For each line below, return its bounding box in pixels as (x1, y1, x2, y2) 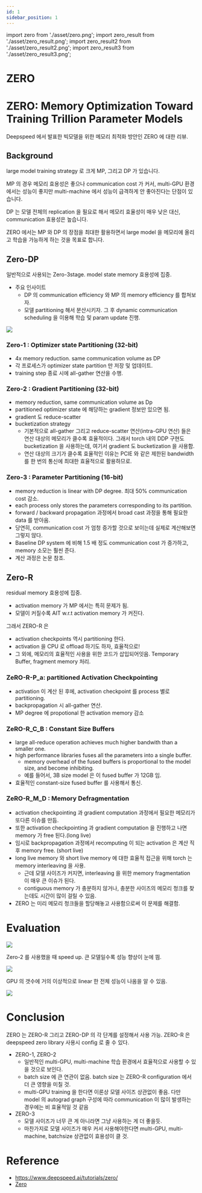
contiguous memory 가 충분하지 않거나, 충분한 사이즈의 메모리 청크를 (24, 884, 188, 892)
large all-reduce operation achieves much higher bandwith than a (14, 738, 178, 746)
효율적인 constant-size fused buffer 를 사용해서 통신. (14, 779, 143, 786)
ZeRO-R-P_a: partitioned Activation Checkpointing (6, 673, 158, 681)
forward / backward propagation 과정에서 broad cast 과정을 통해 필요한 (14, 509, 188, 516)
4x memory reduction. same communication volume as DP (14, 354, 161, 362)
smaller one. (14, 745, 46, 752)
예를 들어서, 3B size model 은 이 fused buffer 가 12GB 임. (24, 772, 162, 779)
